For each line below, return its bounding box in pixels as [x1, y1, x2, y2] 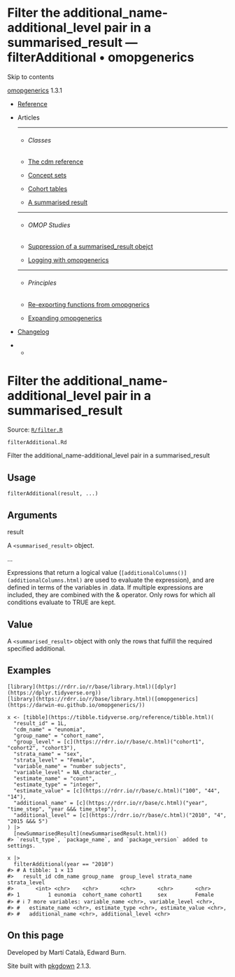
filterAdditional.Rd [7, 439, 68, 446]
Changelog [17, 327, 50, 336]
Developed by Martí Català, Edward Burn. [7, 948, 127, 956]
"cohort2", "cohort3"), [7, 744, 77, 751]
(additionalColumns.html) [7, 577, 83, 585]
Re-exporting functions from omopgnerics [27, 300, 150, 308]
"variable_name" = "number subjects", [13, 762, 127, 770]
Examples [7, 664, 51, 676]
